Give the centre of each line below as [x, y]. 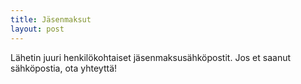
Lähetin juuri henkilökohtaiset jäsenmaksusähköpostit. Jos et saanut [151, 57]
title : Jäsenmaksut [51, 19]
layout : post [37, 29]
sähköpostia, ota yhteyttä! [64, 68]
